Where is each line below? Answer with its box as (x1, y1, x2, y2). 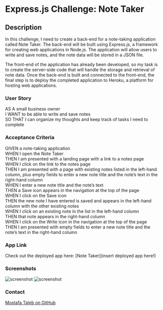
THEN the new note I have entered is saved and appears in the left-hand (5, 197, 152, 203)
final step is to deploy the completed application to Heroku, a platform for (5, 77, 154, 83)
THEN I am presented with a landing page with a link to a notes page (5, 155, 144, 161)
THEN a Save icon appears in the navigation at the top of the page (5, 187, 139, 193)
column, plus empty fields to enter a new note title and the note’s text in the (5, 171, 158, 177)
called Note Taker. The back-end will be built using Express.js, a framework (5, 41, 159, 47)
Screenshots (5, 265, 36, 272)
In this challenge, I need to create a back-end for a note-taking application (5, 36, 156, 42)
